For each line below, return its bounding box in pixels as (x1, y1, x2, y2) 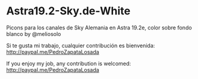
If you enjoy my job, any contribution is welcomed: (6, 60, 131, 67)
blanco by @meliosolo (6, 30, 61, 37)
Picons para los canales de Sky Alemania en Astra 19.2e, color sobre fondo (6, 24, 193, 31)
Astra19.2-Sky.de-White (6, 4, 131, 18)
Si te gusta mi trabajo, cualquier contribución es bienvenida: (6, 42, 155, 49)
